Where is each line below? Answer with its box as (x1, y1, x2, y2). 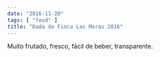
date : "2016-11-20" (7, 10, 64, 17)
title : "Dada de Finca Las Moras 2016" (7, 23, 124, 30)
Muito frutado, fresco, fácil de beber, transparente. (7, 42, 154, 51)
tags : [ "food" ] (7, 17, 58, 24)
